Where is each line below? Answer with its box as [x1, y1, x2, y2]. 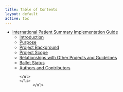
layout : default [5, 12, 38, 16]
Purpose [19, 39, 36, 45]
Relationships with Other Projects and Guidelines [19, 55, 117, 61]
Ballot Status [19, 60, 45, 66]
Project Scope [19, 50, 48, 55]
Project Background [19, 44, 59, 51]
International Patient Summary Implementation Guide [12, 29, 118, 35]
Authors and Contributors [19, 65, 70, 71]
